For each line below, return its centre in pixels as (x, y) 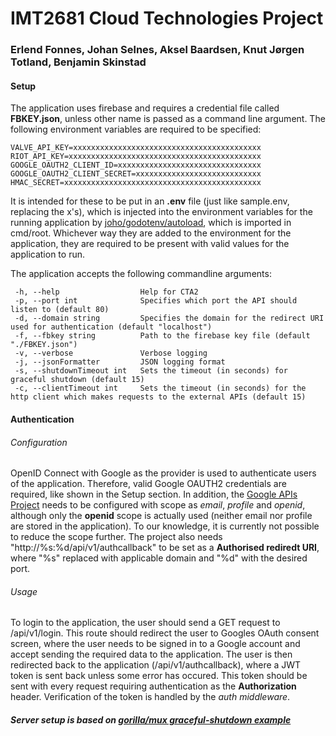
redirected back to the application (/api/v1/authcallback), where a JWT (156, 665)
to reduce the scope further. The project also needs (116, 537)
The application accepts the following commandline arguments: (141, 274)
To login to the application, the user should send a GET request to (145, 623)
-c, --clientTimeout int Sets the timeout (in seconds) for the (160, 388)
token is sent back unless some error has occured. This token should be (159, 676)
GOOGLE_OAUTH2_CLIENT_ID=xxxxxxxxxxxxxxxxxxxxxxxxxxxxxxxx (136, 165)
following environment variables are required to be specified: (136, 129)
